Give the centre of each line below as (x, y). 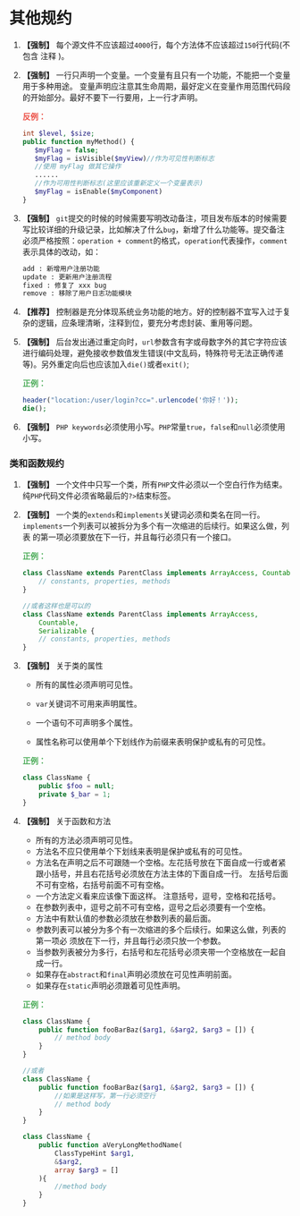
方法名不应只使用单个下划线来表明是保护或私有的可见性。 (141, 851)
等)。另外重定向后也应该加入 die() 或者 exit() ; (105, 364)
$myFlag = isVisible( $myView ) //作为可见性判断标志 (125, 158)
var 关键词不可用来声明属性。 (89, 704)
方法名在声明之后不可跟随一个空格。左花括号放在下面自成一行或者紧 (161, 862)
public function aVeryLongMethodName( (111, 1145)
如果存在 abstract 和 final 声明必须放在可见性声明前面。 (136, 974)
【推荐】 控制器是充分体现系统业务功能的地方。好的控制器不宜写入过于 (152, 312)
